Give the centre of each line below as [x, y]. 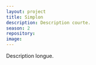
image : [14, 39]
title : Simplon [25, 17]
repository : [21, 34]
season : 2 [18, 28]
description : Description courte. [49, 22]
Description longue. [30, 56]
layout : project [26, 12]
